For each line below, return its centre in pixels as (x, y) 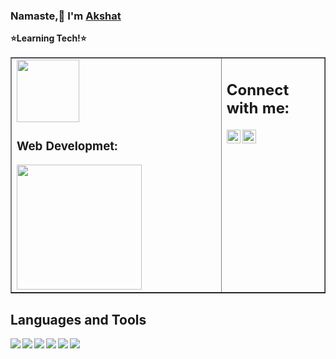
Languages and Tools (78, 319)
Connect (258, 89)
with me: (258, 108)
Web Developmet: (67, 146)
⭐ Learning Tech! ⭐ (48, 38)
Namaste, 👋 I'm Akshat (66, 16)
